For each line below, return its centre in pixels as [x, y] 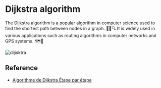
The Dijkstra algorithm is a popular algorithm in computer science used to [80, 23]
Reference [22, 68]
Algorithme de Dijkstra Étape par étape [52, 80]
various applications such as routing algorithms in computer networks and [81, 35]
